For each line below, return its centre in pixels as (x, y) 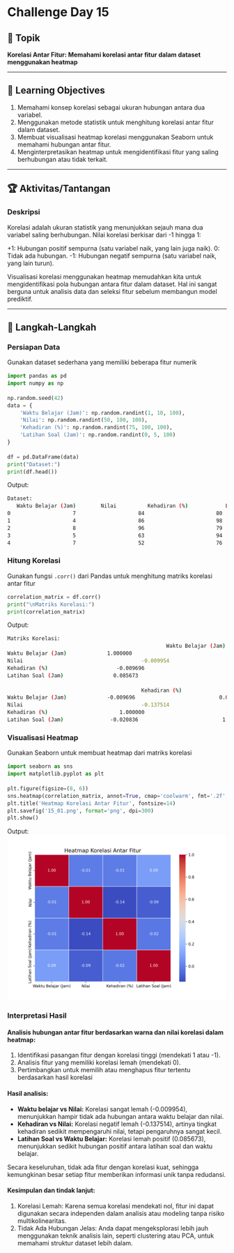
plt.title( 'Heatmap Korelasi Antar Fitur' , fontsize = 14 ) (92, 803)
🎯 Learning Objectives (56, 90)
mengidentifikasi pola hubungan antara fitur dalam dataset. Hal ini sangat (112, 284)
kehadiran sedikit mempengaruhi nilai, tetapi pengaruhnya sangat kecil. (119, 1131)
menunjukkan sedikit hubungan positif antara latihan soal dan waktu (115, 1146)
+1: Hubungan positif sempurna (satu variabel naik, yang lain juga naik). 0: (114, 248)
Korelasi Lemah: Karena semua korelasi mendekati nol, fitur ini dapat (116, 1206)
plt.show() (23, 818)
